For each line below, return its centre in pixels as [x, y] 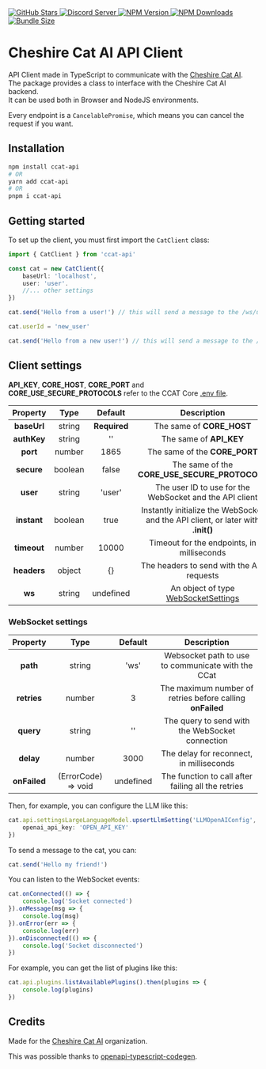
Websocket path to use [207, 655]
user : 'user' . [46, 283]
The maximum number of [207, 688]
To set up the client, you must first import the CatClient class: [109, 240]
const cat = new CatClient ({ [56, 268]
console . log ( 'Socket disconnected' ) [83, 946]
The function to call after [207, 776]
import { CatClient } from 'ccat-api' [72, 254]
